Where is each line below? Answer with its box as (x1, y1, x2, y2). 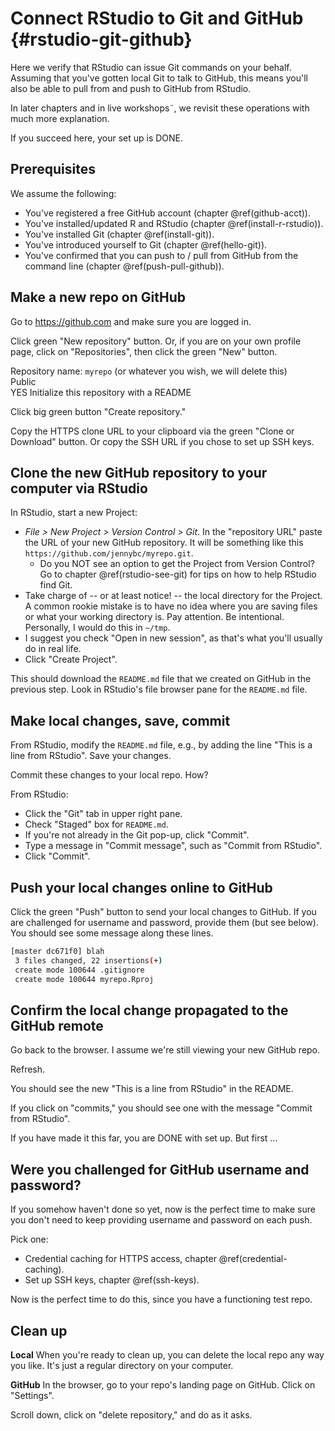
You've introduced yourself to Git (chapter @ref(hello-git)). (24, 238, 268, 251)
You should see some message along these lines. (10, 927, 214, 939)
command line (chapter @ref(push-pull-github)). (24, 260, 225, 272)
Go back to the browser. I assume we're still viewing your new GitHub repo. (10, 1044, 321, 1056)
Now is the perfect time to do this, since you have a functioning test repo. (10, 1293, 313, 1306)
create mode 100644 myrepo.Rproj (14, 974, 155, 984)
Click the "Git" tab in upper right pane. (24, 808, 183, 820)
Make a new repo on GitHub (10, 289, 186, 306)
